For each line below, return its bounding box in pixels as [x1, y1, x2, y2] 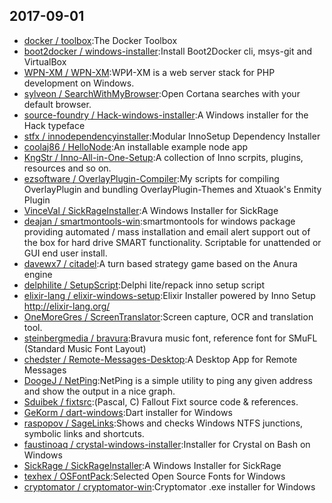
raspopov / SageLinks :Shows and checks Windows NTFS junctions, [23, 417, 304, 429]
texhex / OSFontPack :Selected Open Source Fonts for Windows [23, 470, 286, 482]
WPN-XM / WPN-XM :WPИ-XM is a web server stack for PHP [23, 66, 276, 78]
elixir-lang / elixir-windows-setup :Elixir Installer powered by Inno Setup [23, 289, 316, 301]
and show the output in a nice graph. [23, 385, 176, 397]
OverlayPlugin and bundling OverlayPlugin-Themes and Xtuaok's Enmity [23, 183, 322, 195]
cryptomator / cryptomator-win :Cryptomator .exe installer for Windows [23, 480, 316, 493]
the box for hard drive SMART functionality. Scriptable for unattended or [23, 236, 322, 248]
